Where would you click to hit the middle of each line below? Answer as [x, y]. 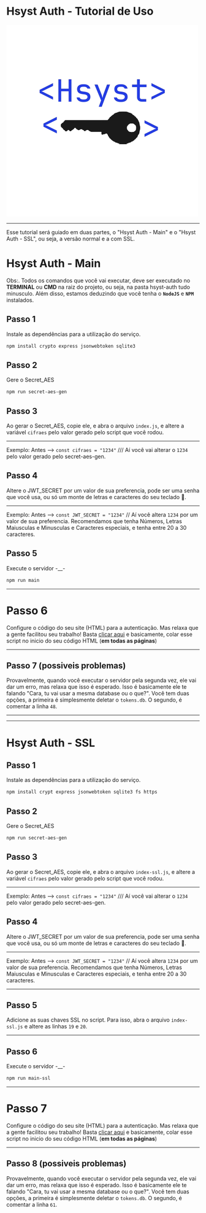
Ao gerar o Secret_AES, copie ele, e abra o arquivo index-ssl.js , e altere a [101, 871]
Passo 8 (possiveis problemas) [67, 1164]
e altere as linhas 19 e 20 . [56, 1027]
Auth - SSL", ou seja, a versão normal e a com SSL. [71, 239]
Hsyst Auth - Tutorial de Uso [80, 11]
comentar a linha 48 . [32, 706]
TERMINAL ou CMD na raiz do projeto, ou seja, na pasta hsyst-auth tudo [98, 287]
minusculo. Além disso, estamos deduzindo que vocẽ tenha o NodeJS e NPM [100, 293]
